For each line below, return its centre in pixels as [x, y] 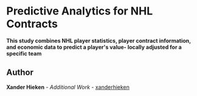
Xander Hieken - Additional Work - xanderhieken [68, 87]
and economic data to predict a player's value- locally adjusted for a [94, 47]
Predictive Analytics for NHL [80, 11]
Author [20, 73]
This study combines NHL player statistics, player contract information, [99, 40]
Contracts [32, 24]
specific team [24, 53]
